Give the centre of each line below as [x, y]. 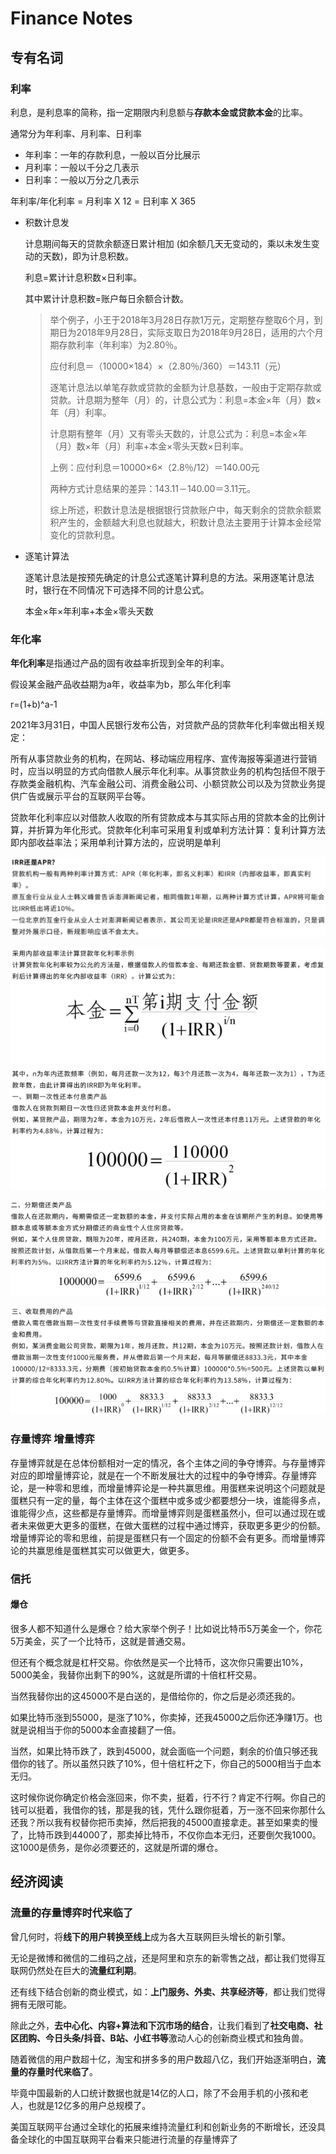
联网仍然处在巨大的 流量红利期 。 [76, 1970]
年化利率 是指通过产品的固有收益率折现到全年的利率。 [120, 663]
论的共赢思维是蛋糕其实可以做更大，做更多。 [102, 1550]
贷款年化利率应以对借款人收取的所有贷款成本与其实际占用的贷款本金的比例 [163, 818]
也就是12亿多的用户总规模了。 [89, 2105]
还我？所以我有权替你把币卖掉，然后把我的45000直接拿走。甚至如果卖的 [160, 1822]
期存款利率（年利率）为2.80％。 [116, 344]
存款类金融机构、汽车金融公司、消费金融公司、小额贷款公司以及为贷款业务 [163, 784]
